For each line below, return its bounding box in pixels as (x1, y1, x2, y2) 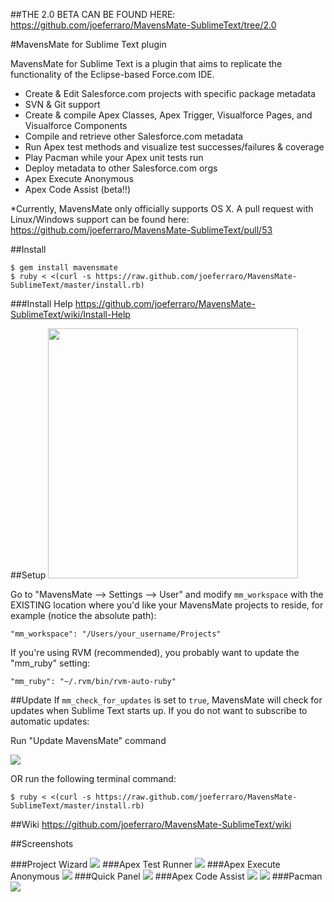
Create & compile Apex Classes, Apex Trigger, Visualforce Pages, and (24, 109, 313, 121)
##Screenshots (10, 838, 74, 849)
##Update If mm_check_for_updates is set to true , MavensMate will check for (10, 694, 323, 706)
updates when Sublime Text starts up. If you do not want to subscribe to (10, 705, 308, 716)
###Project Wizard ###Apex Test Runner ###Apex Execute (10, 859, 281, 870)
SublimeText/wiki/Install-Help (10, 309, 131, 320)
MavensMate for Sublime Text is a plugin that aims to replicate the (10, 58, 283, 69)
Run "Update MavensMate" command (10, 735, 167, 746)
